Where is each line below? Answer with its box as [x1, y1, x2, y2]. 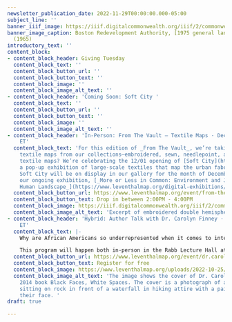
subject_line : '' [7, 17, 57, 23]
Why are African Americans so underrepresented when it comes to [19, 234, 212, 241]
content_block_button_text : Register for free [13, 260, 150, 267]
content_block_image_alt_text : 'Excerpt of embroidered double [13, 209, 199, 216]
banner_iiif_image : [7, 23, 64, 30]
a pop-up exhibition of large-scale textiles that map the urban [19, 163, 212, 171]
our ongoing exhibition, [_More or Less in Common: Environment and [19, 177, 221, 183]
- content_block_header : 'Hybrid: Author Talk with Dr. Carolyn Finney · [7, 215, 224, 222]
